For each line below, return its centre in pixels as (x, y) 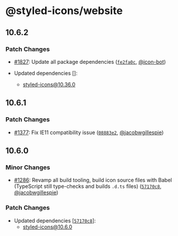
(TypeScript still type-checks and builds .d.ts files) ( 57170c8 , (88, 186)
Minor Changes (28, 167)
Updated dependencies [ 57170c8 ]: (55, 220)
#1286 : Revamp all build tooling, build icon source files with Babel (93, 180)
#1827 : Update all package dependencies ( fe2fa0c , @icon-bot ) (90, 61)
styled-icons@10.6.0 (47, 227)
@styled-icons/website (64, 11)
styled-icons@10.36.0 (49, 84)
